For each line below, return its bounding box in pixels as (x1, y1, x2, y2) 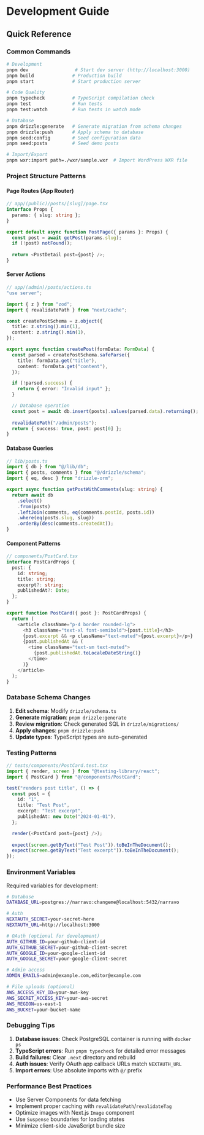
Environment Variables (6, 868, 76, 876)
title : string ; (17, 576, 56, 582)
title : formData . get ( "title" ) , (17, 358, 97, 364)
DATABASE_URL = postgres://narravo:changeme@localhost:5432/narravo (6, 899, 179, 906)
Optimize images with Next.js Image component (15, 1109, 135, 1116)
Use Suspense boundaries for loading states (15, 1115, 124, 1123)
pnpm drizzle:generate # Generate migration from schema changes (6, 123, 183, 130)
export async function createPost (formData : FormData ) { (6, 346, 155, 353)
